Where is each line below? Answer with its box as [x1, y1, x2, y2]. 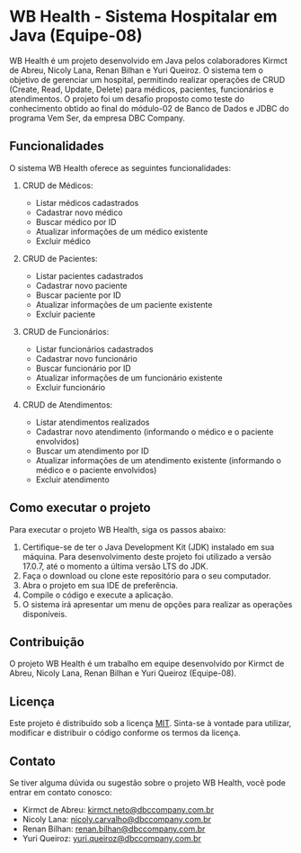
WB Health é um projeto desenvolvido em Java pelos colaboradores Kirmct [9, 55, 288, 66]
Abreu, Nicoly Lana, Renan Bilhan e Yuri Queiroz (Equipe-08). [9, 668, 236, 678]
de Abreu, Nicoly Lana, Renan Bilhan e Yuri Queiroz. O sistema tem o [9, 65, 263, 76]
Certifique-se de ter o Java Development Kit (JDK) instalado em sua [22, 542, 275, 552]
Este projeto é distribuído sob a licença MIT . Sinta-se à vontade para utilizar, [9, 718, 292, 729]
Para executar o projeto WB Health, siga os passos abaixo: [9, 524, 226, 534]
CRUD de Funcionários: [22, 326, 110, 337]
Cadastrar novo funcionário [35, 353, 137, 364]
